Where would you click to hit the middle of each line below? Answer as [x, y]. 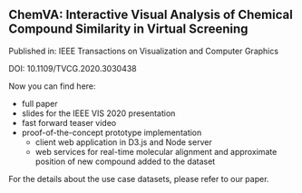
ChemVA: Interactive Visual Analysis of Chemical [151, 15]
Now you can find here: [52, 86]
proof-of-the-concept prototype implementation [112, 132]
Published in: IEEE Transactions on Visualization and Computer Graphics [143, 51]
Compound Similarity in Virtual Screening [128, 29]
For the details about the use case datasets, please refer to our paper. [139, 179]
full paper [39, 103]
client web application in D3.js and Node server [123, 142]
